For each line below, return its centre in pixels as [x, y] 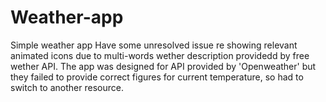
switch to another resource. [67, 87]
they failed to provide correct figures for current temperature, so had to [157, 77]
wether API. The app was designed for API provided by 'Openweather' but [163, 66]
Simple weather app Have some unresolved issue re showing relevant [154, 45]
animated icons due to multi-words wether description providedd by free [160, 55]
